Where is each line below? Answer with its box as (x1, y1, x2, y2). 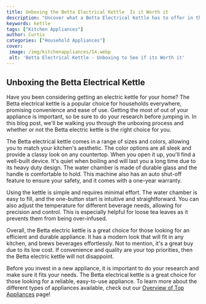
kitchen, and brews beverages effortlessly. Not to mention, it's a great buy (6, 240, 194, 247)
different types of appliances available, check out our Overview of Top (6, 284, 185, 292)
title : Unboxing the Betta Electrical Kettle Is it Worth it (6, 9, 169, 15)
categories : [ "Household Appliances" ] (6, 37, 105, 44)
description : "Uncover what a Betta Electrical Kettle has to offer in (6, 15, 193, 21)
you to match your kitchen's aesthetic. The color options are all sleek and (6, 145, 192, 152)
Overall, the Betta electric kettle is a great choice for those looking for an (6, 227, 190, 234)
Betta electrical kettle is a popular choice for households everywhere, (6, 100, 182, 107)
